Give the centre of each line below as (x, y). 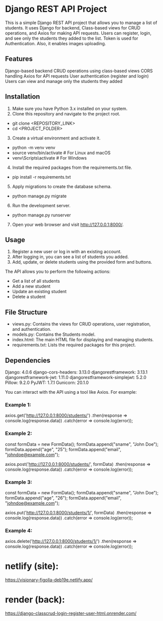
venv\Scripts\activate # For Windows (49, 158)
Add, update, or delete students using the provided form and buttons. (82, 262)
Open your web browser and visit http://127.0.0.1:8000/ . (68, 224)
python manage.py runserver (41, 215)
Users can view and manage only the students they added (64, 81)
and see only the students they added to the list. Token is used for (72, 38)
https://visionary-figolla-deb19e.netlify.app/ (49, 580)
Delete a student (29, 297)
